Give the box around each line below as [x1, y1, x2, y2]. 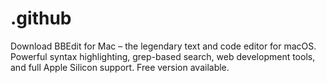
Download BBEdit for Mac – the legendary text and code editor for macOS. [10, 40, 317, 52]
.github [10, 7, 72, 30]
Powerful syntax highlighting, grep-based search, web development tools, [10, 50, 316, 62]
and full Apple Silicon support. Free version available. [10, 61, 230, 73]
